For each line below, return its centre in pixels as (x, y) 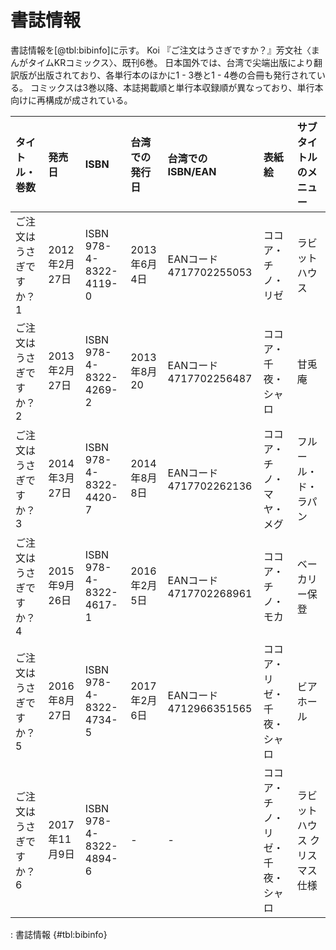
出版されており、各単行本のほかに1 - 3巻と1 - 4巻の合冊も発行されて (176, 75)
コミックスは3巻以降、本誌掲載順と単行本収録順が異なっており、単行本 (176, 87)
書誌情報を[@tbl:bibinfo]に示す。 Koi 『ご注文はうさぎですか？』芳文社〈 (161, 50)
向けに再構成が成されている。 (71, 100)
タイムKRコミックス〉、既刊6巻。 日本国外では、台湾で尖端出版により (171, 62)
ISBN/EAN (192, 171)
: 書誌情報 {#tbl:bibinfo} (59, 934)
